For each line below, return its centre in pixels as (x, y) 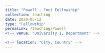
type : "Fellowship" (26, 24)
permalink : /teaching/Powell (36, 29)
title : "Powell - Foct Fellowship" (42, 10)
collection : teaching (28, 15)
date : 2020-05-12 (23, 19)
